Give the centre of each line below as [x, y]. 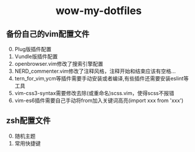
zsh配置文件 [28, 121]
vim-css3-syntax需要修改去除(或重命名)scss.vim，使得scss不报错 [94, 93]
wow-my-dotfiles [99, 11]
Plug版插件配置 [33, 49]
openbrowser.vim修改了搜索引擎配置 [59, 64]
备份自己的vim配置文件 [48, 34]
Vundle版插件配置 [36, 56]
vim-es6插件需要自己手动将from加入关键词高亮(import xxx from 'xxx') [99, 100]
